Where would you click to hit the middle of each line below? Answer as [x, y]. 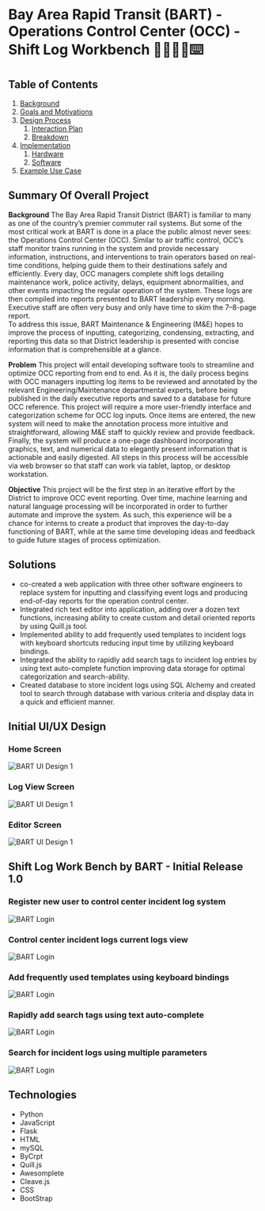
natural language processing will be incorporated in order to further [118, 506]
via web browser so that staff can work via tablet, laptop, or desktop [119, 466]
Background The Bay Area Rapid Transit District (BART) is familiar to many [130, 215]
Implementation [45, 145]
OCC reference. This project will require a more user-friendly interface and [130, 406]
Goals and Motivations [56, 112]
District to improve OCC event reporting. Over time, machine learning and [128, 497]
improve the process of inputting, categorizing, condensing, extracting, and [131, 332]
